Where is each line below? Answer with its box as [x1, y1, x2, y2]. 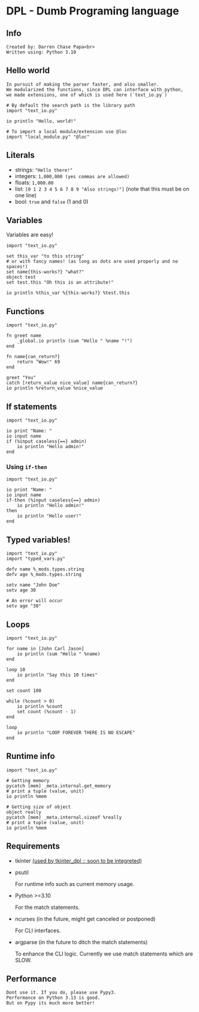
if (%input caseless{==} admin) [6, 439, 87, 445]
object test [6, 274, 36, 280]
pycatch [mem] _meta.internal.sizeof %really [6, 814, 122, 820]
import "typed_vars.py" [6, 556, 66, 562]
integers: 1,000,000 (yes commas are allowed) [14, 172, 130, 179]
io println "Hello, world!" [6, 118, 77, 124]
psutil [14, 869, 29, 876]
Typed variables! [6, 534, 71, 545]
